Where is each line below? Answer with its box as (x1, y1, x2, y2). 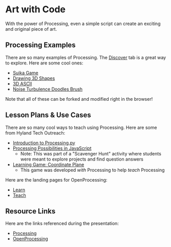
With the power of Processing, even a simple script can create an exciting (5, 20, 161, 27)
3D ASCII (12, 80, 32, 86)
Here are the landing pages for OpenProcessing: (5, 176, 108, 183)
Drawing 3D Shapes (12, 75, 55, 81)
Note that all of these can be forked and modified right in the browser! (5, 96, 153, 102)
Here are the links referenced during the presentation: (5, 220, 119, 227)
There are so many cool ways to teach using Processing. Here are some (5, 124, 157, 130)
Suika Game (12, 70, 38, 76)
